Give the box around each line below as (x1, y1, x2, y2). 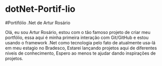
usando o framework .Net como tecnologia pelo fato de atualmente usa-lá (5, 39, 156, 45)
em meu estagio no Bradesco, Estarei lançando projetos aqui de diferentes (5, 45, 157, 51)
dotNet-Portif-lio (5, 3, 76, 15)
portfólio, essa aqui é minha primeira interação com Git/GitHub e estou (5, 34, 149, 40)
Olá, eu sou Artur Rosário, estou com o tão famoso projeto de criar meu (5, 29, 151, 35)
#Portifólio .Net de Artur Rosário (5, 20, 71, 26)
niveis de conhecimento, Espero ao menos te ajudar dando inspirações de (5, 50, 156, 56)
